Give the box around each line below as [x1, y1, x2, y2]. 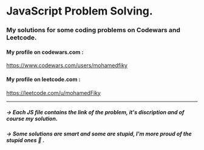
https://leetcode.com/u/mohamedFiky [6, 89, 101, 96]
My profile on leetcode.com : [6, 76, 81, 83]
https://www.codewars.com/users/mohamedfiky [6, 62, 127, 69]
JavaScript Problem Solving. [6, 4, 153, 18]
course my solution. [6, 115, 58, 122]
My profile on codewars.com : [6, 48, 84, 56]
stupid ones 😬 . [6, 137, 45, 144]
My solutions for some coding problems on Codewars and [6, 26, 181, 34]
